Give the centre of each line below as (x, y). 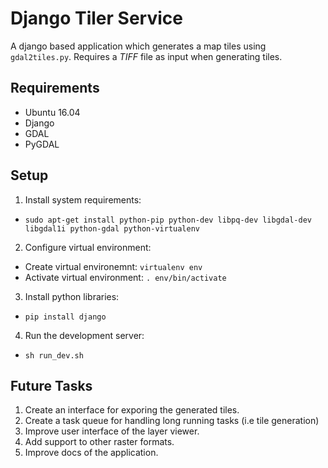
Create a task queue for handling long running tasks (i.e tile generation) (172, 421)
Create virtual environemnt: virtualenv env (113, 266)
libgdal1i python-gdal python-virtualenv (112, 228)
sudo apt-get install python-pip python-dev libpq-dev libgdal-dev (168, 220)
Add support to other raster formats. (99, 442)
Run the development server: (84, 335)
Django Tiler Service (96, 18)
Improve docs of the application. (91, 453)
